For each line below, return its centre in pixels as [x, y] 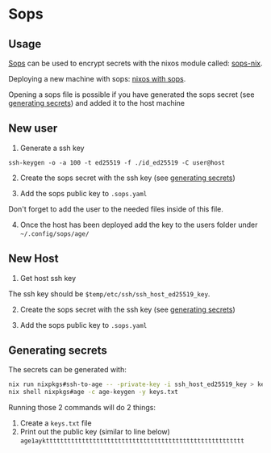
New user [33, 129]
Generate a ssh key [52, 148]
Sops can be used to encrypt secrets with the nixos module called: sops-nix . [136, 63]
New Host [33, 259]
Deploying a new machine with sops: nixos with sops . [97, 79]
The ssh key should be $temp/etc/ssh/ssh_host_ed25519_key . [109, 294]
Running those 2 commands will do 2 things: [82, 408]
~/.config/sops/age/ [54, 234]
